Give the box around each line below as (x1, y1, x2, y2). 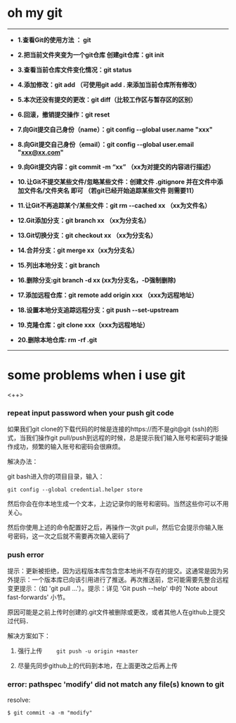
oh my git (7, 5, 63, 21)
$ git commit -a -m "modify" (7, 709, 93, 716)
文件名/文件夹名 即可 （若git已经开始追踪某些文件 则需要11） (23, 186, 198, 195)
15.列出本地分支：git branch (17, 261, 100, 269)
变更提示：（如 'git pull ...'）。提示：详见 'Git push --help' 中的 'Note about (7, 585, 218, 593)
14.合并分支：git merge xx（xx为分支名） (17, 246, 139, 254)
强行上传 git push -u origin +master (17, 646, 138, 655)
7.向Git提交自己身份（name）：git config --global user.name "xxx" (17, 125, 213, 133)
